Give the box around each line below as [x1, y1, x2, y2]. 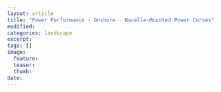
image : [7, 49, 26, 56]
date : [7, 74, 23, 82]
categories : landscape [7, 29, 73, 37]
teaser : [13, 62, 36, 68]
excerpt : [7, 36, 32, 43]
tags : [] [7, 42, 32, 49]
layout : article [7, 10, 54, 17]
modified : [7, 23, 36, 30]
